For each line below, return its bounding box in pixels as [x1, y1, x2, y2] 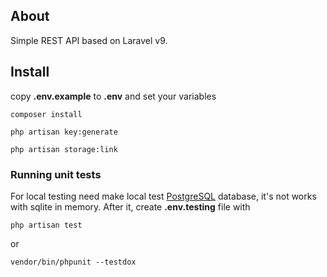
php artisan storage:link [10, 144, 118, 154]
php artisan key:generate [10, 127, 118, 137]
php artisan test [10, 220, 83, 230]
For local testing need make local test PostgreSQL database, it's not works [10, 190, 317, 202]
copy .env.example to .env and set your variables [10, 90, 217, 102]
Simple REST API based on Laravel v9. [10, 34, 168, 46]
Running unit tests [10, 167, 102, 181]
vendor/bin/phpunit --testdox [10, 257, 137, 267]
